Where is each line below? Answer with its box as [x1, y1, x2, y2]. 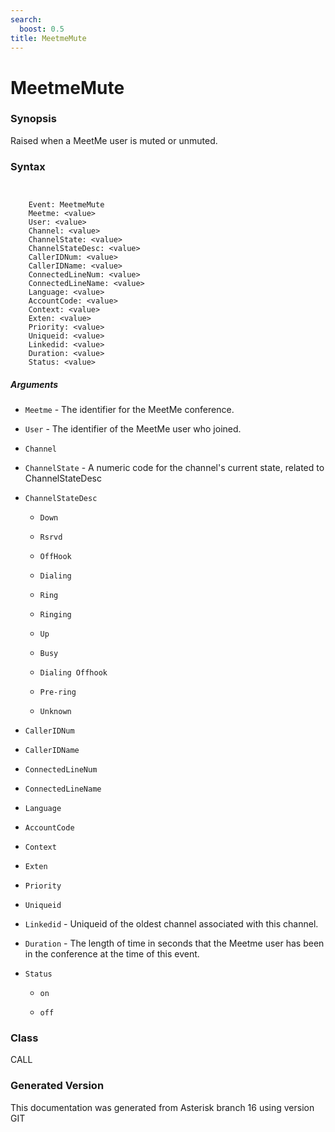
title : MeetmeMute [10, 33, 87, 43]
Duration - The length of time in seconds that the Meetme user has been [24, 937, 325, 950]
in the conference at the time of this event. [24, 948, 200, 960]
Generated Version [10, 1079, 105, 1093]
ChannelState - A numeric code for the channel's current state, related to [24, 462, 325, 474]
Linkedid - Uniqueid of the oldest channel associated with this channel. [24, 918, 319, 930]
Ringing [39, 610, 72, 620]
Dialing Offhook [39, 668, 108, 678]
